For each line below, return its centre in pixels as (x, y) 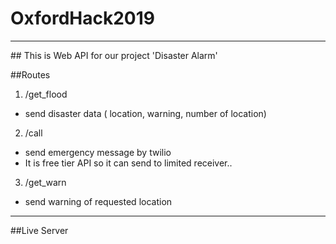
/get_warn (45, 182)
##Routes (30, 74)
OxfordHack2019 (82, 18)
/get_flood (46, 94)
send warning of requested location (98, 201)
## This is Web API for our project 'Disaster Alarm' (114, 55)
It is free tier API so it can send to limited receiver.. (128, 163)
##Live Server (39, 230)
